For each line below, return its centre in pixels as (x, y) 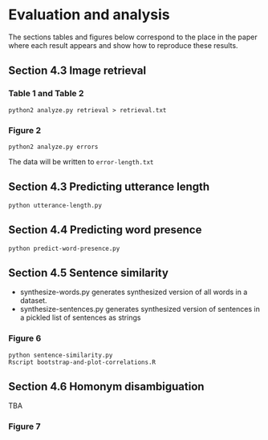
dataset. (33, 301)
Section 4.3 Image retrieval (77, 71)
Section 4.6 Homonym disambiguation (106, 387)
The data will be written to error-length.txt (81, 161)
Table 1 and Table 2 (46, 94)
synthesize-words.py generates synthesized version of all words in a (134, 292)
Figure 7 (24, 426)
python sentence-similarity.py (61, 355)
